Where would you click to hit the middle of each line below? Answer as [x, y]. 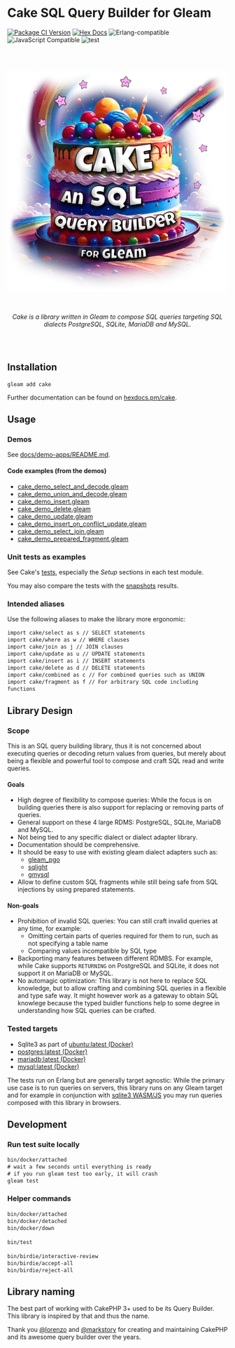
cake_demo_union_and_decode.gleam [72, 494]
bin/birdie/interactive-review [53, 1256]
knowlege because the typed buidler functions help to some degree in [119, 1003]
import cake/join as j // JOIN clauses [65, 647]
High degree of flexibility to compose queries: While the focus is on [114, 800]
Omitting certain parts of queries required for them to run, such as [123, 936]
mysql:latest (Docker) [48, 1066]
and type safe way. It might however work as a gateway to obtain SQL [118, 996]
